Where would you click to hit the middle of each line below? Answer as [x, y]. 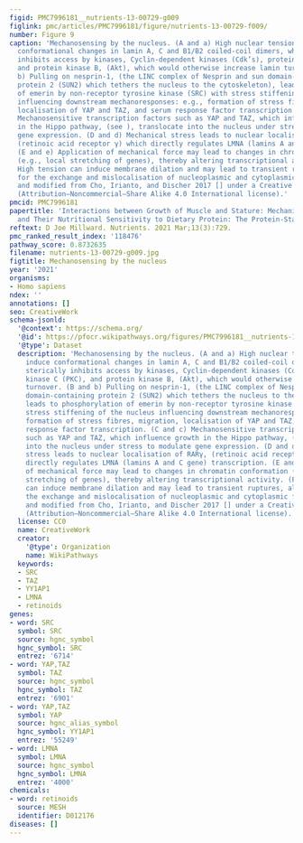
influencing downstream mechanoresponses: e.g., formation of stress [151, 102]
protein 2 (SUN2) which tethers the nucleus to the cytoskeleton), [147, 85]
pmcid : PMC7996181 [44, 203]
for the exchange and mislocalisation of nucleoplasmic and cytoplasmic [157, 177]
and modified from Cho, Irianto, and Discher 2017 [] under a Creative [155, 186]
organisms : [30, 278]
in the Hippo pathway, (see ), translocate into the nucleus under [147, 127]
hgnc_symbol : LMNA [52, 773]
